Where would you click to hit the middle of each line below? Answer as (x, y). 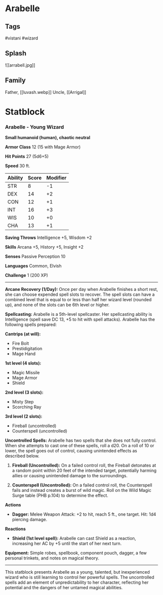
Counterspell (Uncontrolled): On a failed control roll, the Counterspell (82, 485)
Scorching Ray (27, 407)
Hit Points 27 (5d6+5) (27, 157)
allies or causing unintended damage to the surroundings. (70, 476)
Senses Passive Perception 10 (35, 256)
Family (15, 81)
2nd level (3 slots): (24, 393)
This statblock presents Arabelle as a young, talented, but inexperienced (78, 572)
